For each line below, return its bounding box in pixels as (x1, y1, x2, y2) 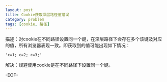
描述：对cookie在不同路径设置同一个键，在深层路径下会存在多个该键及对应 (5, 36, 162, 42)
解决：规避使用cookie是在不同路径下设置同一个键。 (5, 62, 114, 68)
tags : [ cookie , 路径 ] (5, 21, 50, 27)
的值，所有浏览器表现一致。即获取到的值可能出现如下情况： (5, 43, 130, 49)
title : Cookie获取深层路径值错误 (5, 12, 70, 17)
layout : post (5, 7, 33, 13)
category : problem (5, 17, 44, 22)
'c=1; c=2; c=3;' (5, 53, 42, 58)
